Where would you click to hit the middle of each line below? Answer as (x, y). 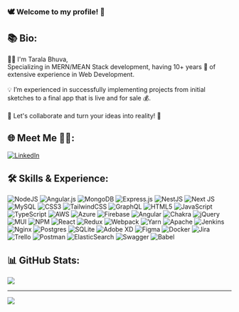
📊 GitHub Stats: (44, 260)
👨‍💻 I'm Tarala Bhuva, (38, 59)
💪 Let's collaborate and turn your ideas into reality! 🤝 (84, 115)
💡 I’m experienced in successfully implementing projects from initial (107, 89)
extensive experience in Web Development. (71, 74)
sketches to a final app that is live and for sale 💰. (79, 98)
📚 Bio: (22, 38)
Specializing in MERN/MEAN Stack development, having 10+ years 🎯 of (111, 66)
